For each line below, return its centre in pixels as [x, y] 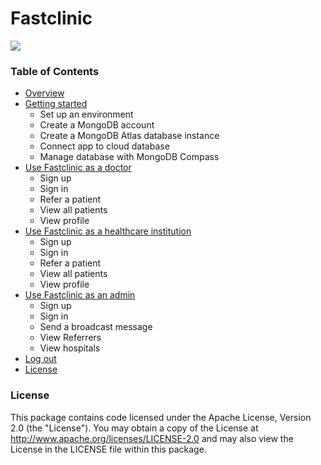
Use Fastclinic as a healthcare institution [108, 231]
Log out [40, 359]
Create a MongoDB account [97, 125]
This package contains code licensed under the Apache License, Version [161, 417]
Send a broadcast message [96, 327]
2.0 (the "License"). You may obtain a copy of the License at [134, 428]
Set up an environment [86, 114]
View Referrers [70, 338]
